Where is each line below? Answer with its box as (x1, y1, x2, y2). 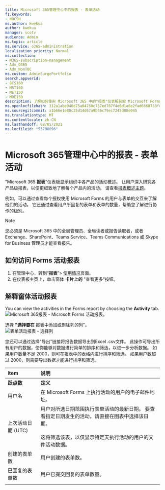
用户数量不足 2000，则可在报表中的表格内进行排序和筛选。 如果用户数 (9, 351, 152, 357)
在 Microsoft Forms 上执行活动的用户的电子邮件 (40, 388, 150, 395)
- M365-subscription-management (5, 58, 71, 63)
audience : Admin (5, 35, 38, 40)
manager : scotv (5, 30, 36, 35)
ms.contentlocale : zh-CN (5, 117, 56, 122)
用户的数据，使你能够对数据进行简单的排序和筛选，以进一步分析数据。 (9, 344, 151, 350)
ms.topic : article (5, 39, 43, 44)
